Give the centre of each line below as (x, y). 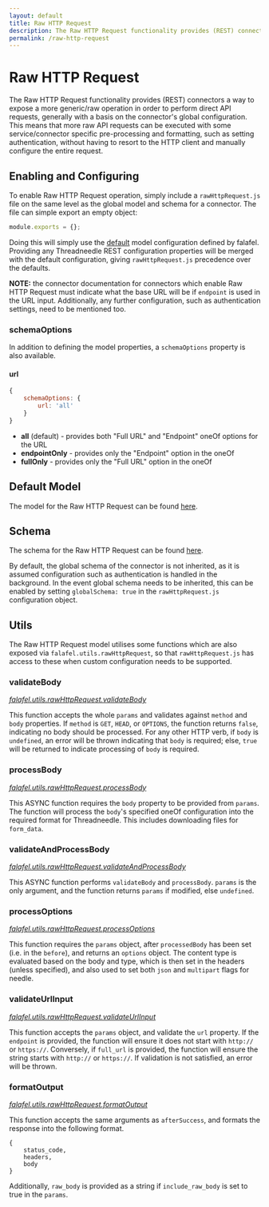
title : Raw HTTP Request (50, 23)
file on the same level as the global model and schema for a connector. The (133, 204)
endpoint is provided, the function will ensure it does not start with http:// (131, 1040)
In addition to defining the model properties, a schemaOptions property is (127, 347)
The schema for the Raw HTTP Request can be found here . (106, 550)
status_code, (45, 1150)
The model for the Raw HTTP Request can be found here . (103, 506)
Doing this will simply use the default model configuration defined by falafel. (134, 242)
